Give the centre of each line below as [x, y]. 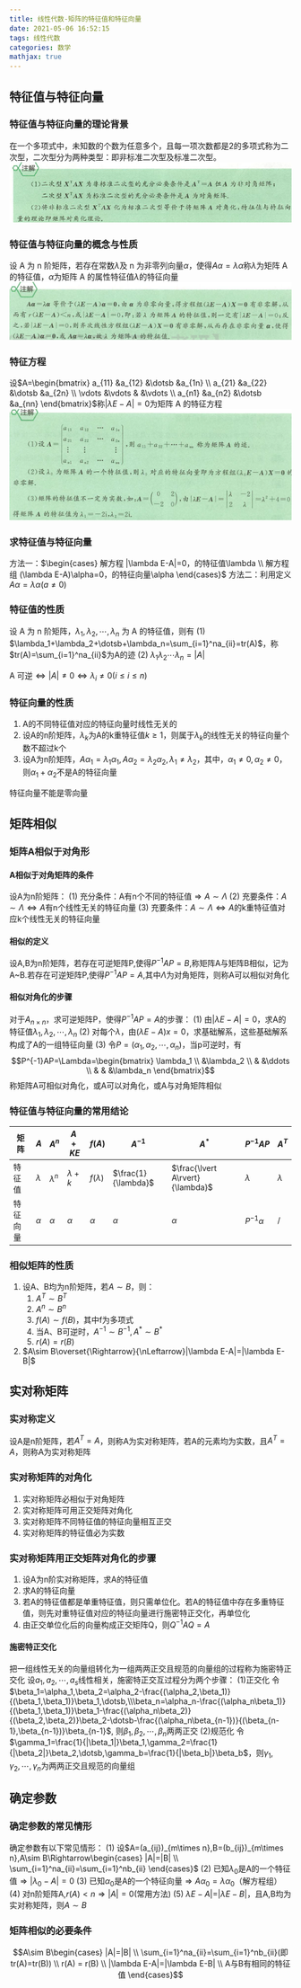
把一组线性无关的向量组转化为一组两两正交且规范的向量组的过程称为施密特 [146, 1668]
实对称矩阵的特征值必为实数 [73, 1532]
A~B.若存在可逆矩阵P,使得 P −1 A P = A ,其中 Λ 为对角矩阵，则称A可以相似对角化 [149, 974]
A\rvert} [186, 1178]
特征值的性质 [37, 609]
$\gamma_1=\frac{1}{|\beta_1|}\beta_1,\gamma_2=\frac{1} [113, 1743]
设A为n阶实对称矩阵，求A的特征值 [85, 1579]
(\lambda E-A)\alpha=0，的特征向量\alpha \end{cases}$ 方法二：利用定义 [155, 574]
